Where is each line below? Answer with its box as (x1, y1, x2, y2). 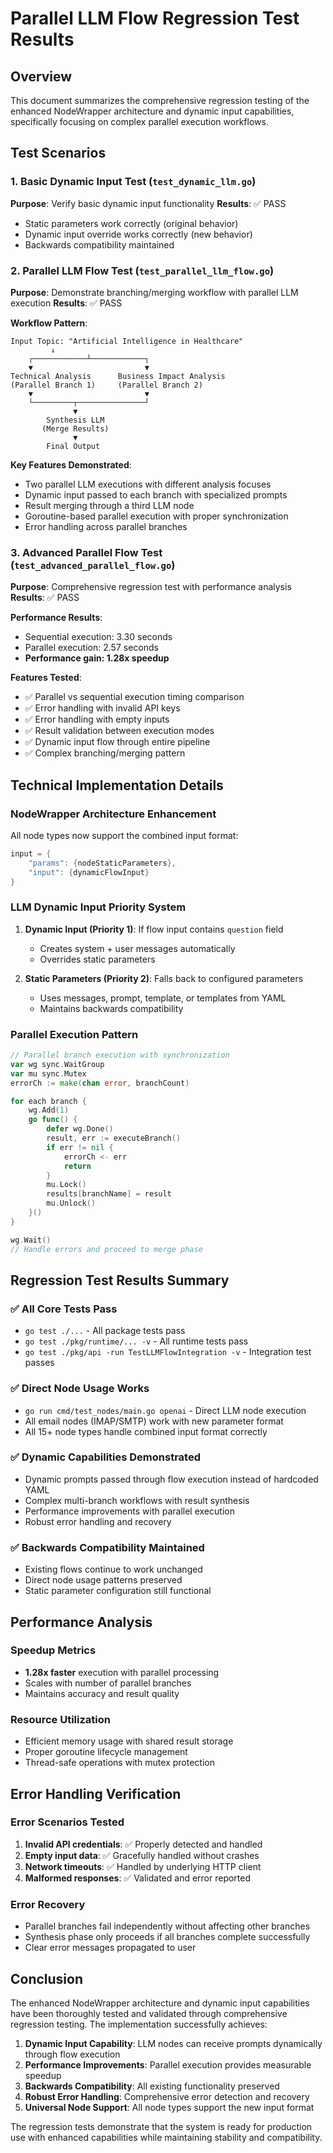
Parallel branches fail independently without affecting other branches (24, 1920, 311, 1932)
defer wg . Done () (46, 1124, 114, 1134)
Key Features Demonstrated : (10, 458, 132, 471)
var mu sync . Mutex (10, 1068, 87, 1079)
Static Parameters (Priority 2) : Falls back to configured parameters (24, 972, 304, 984)
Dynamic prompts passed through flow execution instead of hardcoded (24, 1473, 319, 1485)
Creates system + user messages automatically (39, 942, 236, 954)
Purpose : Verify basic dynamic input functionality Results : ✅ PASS (10, 197, 287, 209)
